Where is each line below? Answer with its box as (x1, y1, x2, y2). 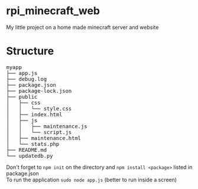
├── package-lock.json (6, 87, 72, 94)
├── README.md (6, 146, 47, 153)
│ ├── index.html (6, 111, 63, 118)
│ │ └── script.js (6, 129, 72, 135)
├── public (6, 93, 38, 100)
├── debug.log (6, 76, 47, 82)
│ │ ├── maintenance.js (6, 123, 87, 129)
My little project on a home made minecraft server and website (6, 24, 159, 31)
